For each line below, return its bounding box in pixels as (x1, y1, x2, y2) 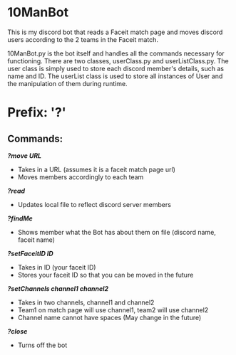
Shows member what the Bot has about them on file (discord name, (17, 228, 216, 236)
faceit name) (17, 235, 56, 244)
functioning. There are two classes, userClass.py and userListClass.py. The (7, 56, 230, 65)
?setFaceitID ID (7, 249, 53, 258)
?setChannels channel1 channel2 (7, 284, 109, 292)
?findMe (7, 214, 34, 223)
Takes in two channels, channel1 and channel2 (17, 298, 155, 307)
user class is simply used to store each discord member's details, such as (7, 64, 225, 73)
